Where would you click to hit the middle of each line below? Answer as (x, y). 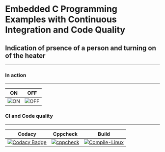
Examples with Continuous (61, 19)
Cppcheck (65, 134)
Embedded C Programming (61, 9)
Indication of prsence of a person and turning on (81, 48)
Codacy (27, 134)
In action (16, 75)
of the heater (25, 56)
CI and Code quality (29, 116)
